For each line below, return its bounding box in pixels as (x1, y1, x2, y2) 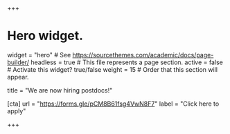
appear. (7, 73, 29, 81)
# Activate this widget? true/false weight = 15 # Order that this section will (7, 65, 218, 73)
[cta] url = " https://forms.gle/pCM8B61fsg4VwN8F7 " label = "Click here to (7, 99, 220, 108)
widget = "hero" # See (7, 50, 71, 59)
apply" (7, 106, 26, 115)
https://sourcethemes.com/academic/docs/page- (72, 50, 214, 59)
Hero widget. (7, 28, 84, 44)
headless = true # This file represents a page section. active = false (30, 58, 224, 66)
